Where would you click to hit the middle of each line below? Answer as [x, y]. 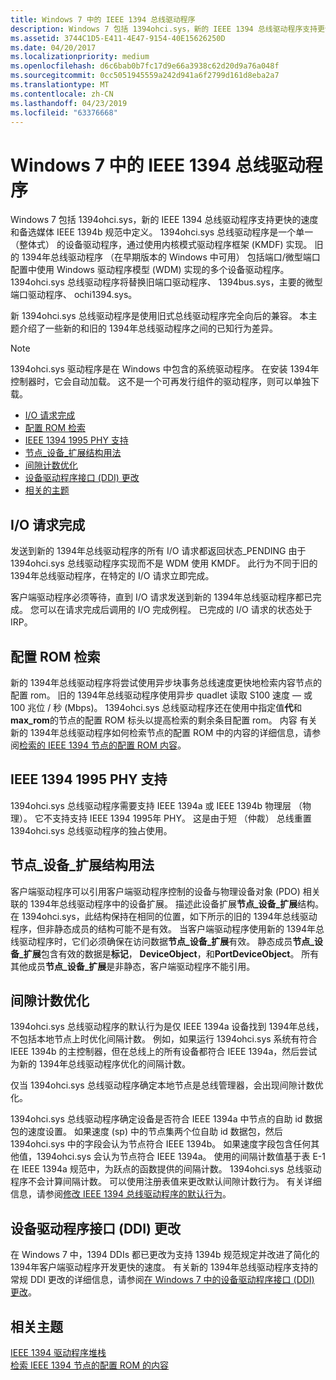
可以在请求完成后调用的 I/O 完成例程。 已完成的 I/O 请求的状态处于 [175, 610]
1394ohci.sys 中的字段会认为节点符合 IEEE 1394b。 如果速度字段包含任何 [161, 1144]
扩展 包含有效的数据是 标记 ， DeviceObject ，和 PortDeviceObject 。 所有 [171, 953]
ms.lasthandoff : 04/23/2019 [69, 103]
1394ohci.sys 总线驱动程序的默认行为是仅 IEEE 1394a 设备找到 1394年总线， [167, 1027]
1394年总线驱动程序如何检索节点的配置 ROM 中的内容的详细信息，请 [171, 732]
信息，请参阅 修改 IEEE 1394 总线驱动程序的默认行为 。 [121, 1194]
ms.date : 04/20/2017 [53, 47]
